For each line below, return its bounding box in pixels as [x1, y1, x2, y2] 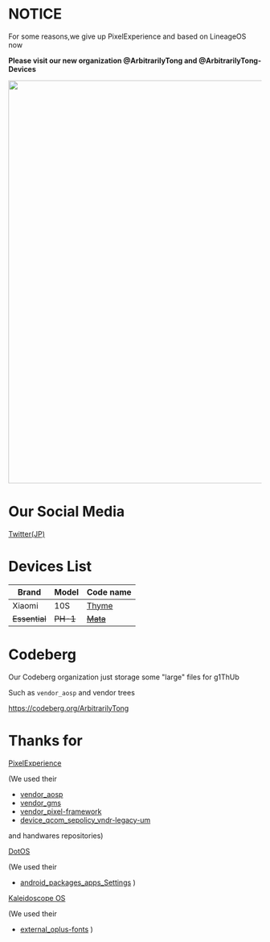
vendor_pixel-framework [19, 807, 102, 816]
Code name [86, 586, 132, 597]
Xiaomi [12, 600, 39, 611]
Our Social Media [8, 503, 125, 521]
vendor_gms [19, 798, 62, 807]
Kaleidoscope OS [8, 893, 66, 903]
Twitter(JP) [8, 529, 46, 538]
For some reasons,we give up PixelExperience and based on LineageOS [8, 31, 247, 41]
